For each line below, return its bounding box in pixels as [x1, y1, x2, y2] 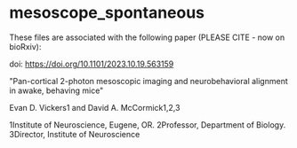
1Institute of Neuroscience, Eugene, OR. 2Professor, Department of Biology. [9, 119, 286, 130]
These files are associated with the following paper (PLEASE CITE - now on [9, 32, 285, 43]
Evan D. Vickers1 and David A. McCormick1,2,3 [9, 102, 181, 113]
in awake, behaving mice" [9, 85, 104, 96]
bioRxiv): [9, 41, 42, 51]
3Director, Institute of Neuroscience [9, 129, 140, 139]
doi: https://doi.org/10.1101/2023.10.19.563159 [9, 58, 174, 69]
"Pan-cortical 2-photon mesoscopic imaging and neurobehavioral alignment [9, 75, 289, 86]
